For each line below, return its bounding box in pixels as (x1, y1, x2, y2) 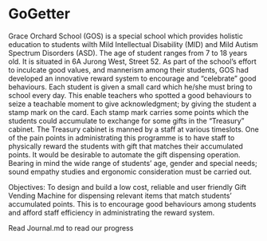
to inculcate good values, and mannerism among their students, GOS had (8, 65, 249, 74)
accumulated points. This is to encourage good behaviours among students (8, 199, 257, 208)
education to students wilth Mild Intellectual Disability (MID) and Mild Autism (8, 39, 259, 49)
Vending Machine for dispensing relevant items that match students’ (8, 191, 233, 200)
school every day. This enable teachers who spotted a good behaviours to (8, 90, 253, 100)
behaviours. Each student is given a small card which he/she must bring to (8, 81, 253, 92)
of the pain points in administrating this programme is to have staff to (8, 132, 235, 142)
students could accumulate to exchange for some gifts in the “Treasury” (8, 116, 245, 125)
